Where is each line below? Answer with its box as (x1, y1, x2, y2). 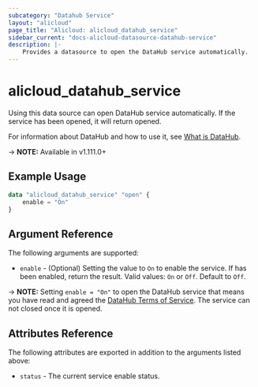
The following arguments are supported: (8, 248, 140, 258)
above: (8, 356, 31, 365)
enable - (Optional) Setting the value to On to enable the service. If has (19, 263, 247, 273)
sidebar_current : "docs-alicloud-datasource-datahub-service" (8, 33, 217, 42)
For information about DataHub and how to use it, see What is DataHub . (8, 132, 241, 141)
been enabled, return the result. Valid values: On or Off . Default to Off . (19, 272, 246, 281)
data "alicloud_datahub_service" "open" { (8, 191, 150, 199)
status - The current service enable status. (19, 371, 160, 381)
